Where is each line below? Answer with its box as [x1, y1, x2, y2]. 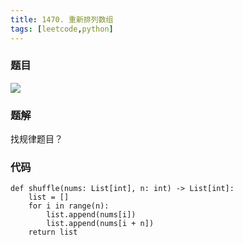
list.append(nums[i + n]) [46, 219, 155, 229]
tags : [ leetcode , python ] [10, 24, 114, 34]
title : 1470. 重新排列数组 [10, 14, 114, 25]
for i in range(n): [28, 201, 110, 211]
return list [28, 227, 78, 238]
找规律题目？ [10, 133, 63, 145]
